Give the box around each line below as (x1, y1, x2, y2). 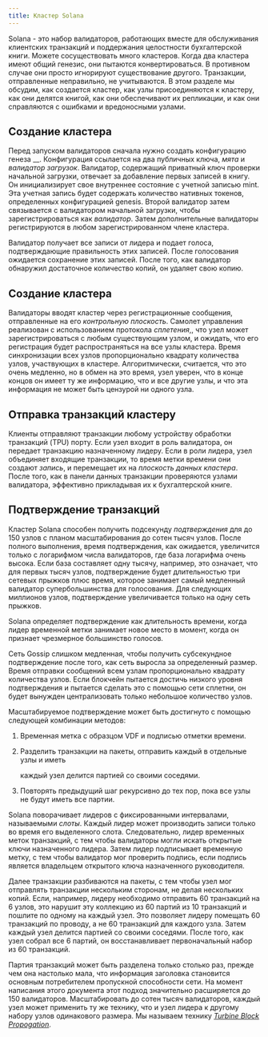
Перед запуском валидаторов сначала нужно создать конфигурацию (8, 146, 246, 156)
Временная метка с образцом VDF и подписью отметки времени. (19, 731, 246, 740)
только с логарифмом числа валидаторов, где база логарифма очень (8, 550, 246, 559)
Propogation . (8, 1019, 52, 1029)
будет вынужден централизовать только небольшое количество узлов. (8, 691, 253, 701)
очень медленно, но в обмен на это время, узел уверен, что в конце (8, 367, 244, 377)
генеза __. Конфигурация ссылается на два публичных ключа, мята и (8, 154, 246, 164)
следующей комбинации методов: (8, 715, 126, 725)
